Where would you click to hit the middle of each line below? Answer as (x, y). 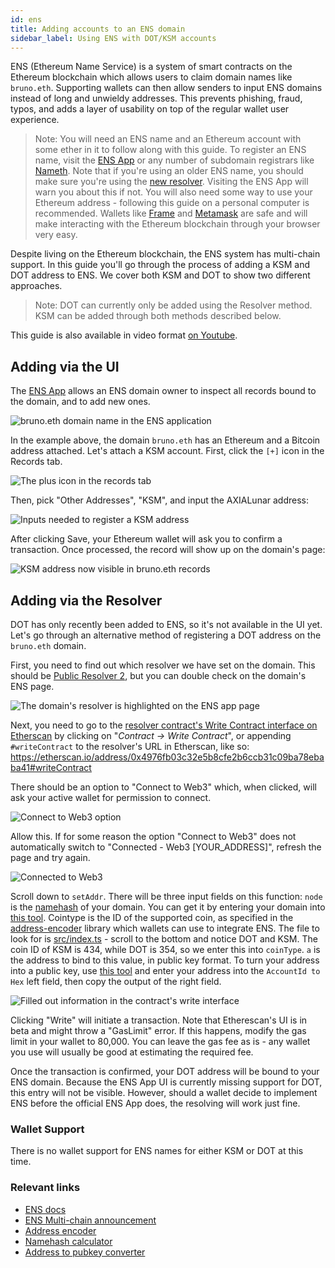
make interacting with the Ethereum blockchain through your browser (177, 224)
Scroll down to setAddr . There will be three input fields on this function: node (166, 896)
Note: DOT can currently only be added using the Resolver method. (173, 305)
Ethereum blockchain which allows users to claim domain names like (151, 77)
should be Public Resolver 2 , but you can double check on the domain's (158, 675)
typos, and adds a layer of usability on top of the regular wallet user (150, 109)
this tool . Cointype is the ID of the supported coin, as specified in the (152, 917)
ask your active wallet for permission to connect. (111, 797)
